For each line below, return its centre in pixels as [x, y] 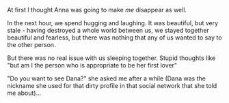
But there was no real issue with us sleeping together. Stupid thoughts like [111, 58]
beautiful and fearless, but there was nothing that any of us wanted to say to [114, 38]
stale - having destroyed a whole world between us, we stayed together [108, 30]
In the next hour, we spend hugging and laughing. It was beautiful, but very [113, 23]
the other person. [31, 45]
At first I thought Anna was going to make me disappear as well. [97, 10]
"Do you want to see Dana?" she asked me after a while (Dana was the [107, 78]
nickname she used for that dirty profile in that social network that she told [112, 86]
